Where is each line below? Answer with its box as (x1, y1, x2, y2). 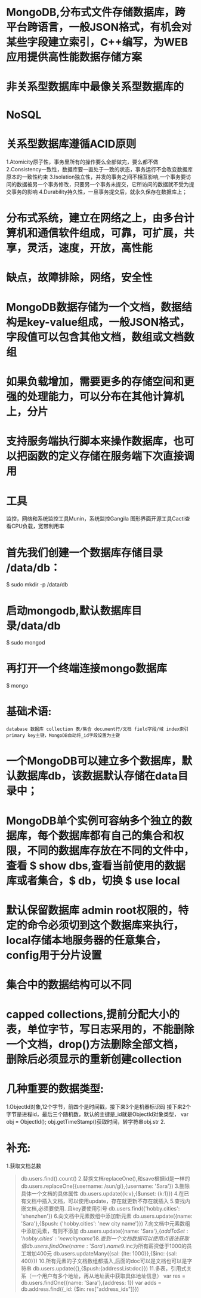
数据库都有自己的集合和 (58, 829, 174, 842)
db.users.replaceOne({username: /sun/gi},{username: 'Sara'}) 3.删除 (20, 1182, 190, 1190)
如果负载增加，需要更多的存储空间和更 (6, 375, 195, 389)
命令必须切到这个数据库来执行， (27, 918, 184, 932)
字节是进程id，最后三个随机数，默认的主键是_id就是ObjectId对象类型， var (6, 1111, 189, 1118)
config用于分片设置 (6, 948, 102, 962)
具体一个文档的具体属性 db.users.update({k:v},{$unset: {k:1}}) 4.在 (20, 1190, 184, 1197)
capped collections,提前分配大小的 (6, 1007, 180, 1021)
